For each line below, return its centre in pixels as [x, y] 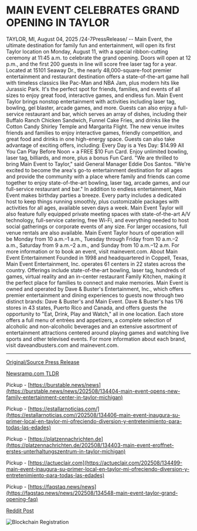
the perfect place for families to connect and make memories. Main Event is [97, 282]
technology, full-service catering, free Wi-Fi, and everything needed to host [98, 220]
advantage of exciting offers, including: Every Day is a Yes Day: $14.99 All [95, 145]
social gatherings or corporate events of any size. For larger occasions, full [97, 226]
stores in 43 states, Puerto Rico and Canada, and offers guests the [86, 308]
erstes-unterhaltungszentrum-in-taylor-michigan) [66, 451]
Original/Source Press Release [43, 362]
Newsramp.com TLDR [33, 373]
